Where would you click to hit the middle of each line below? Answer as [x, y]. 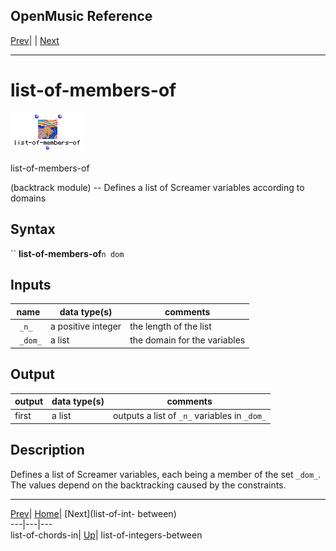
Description [47, 450]
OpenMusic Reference [81, 16]
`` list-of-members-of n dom [67, 253]
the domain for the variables [187, 340]
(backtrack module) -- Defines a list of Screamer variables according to [157, 187]
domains [28, 198]
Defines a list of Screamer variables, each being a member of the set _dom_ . [166, 474]
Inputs [31, 284]
